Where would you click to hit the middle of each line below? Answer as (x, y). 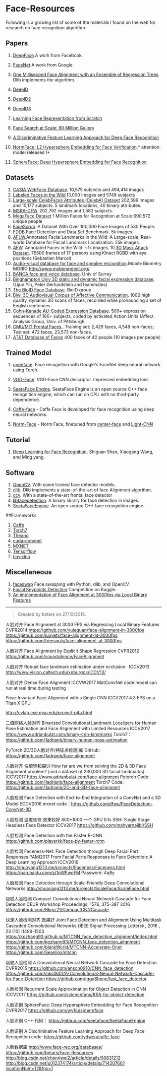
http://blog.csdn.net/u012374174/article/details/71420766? (65, 1063)
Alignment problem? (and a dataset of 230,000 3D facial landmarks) (75, 771)
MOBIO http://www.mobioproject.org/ (51, 269)
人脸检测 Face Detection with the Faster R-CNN (54, 835)
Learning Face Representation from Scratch (57, 118)
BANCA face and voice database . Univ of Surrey (62, 274)
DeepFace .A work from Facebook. (48, 55)
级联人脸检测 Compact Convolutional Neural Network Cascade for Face (79, 898)
